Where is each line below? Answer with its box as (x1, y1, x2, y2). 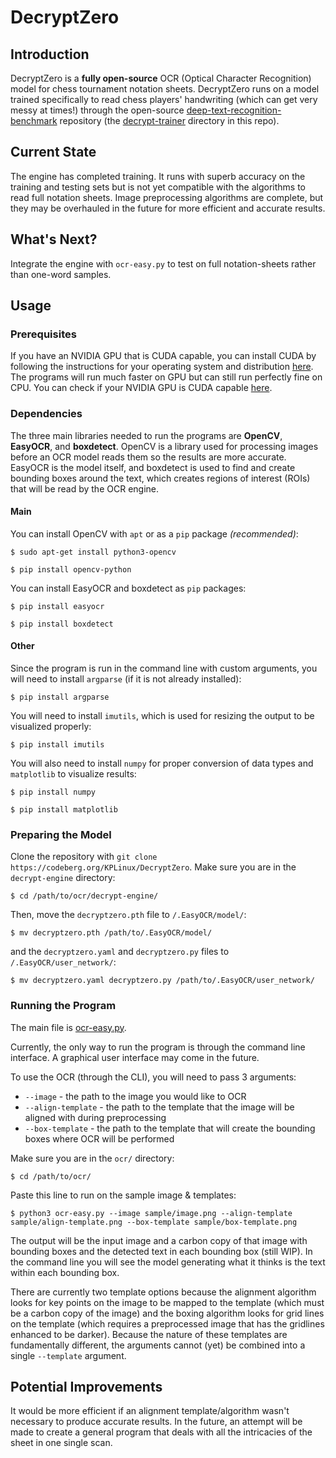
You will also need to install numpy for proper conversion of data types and (10, 757, 314, 770)
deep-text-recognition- (186, 104, 282, 116)
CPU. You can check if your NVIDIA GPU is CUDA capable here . (10, 382, 273, 394)
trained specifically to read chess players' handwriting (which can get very (10, 94, 318, 105)
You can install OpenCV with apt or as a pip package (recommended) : (10, 527, 299, 540)
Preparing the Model (10, 827, 112, 841)
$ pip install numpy (10, 787, 97, 798)
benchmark (10, 115, 58, 126)
